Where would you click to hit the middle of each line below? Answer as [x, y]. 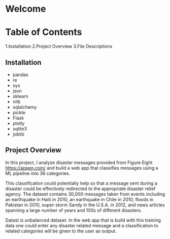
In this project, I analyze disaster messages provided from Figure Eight [79, 162]
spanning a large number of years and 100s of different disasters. [74, 210]
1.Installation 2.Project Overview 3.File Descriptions [59, 46]
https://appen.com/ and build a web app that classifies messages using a [82, 168]
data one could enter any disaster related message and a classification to [82, 225]
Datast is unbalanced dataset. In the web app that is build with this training [83, 220]
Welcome [26, 9]
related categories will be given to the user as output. [61, 231]
